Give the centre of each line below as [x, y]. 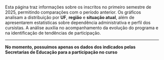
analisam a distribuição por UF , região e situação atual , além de [70, 17]
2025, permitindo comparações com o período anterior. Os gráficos [73, 12]
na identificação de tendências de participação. [53, 33]
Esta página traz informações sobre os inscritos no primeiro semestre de [78, 7]
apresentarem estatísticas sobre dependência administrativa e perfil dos [78, 22]
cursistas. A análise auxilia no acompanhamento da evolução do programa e [82, 28]
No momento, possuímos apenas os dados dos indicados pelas [70, 47]
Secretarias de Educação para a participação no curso [61, 52]
